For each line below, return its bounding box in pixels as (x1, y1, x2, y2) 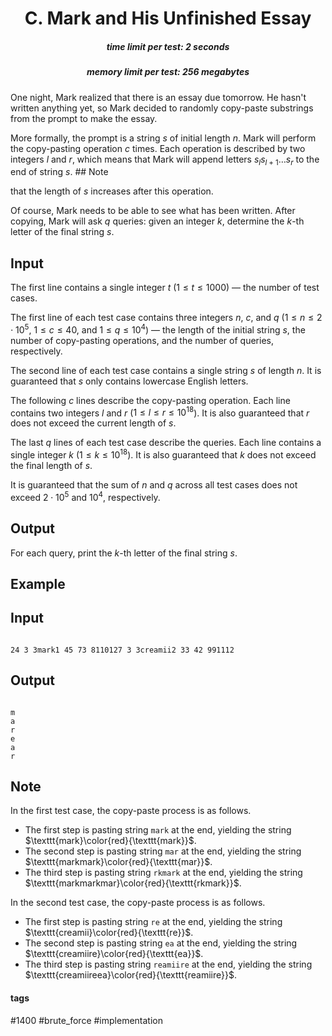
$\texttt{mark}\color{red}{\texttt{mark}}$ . (24, 835, 197, 847)
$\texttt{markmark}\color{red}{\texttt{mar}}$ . (24, 856, 213, 868)
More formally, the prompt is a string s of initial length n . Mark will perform (10, 132, 317, 144)
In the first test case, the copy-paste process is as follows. (10, 805, 252, 817)
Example (10, 575, 66, 592)
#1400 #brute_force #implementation (10, 1014, 163, 1026)
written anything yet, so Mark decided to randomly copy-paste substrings (10, 102, 314, 114)
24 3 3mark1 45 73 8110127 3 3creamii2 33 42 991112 (10, 645, 235, 655)
